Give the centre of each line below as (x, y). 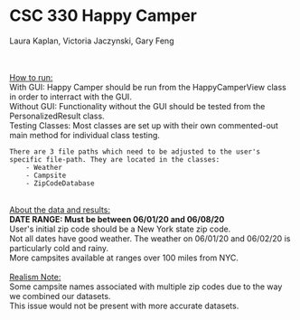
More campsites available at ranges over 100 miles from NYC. (124, 258)
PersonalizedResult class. (57, 116)
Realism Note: (35, 277)
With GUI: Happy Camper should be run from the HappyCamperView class (148, 87)
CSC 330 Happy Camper (103, 16)
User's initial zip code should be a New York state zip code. (120, 229)
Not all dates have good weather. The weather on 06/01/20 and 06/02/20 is (150, 238)
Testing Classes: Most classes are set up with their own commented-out (144, 125)
